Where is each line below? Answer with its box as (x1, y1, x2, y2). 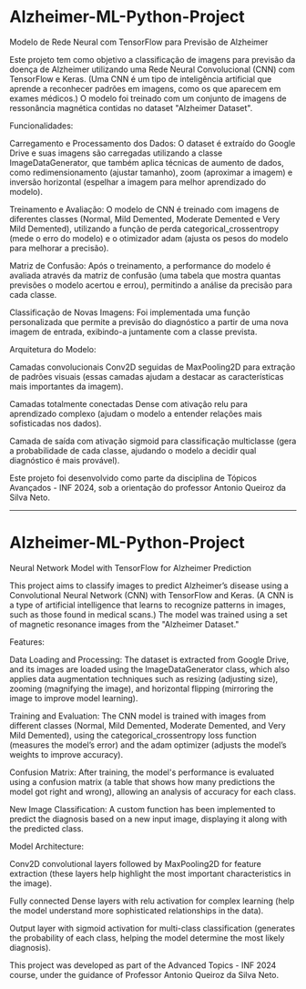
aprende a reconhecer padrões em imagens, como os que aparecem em (9, 83, 281, 94)
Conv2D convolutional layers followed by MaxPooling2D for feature (9, 858, 261, 869)
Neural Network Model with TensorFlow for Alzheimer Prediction (9, 562, 252, 573)
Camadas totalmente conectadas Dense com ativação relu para (9, 398, 248, 409)
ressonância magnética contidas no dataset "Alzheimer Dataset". (9, 102, 253, 113)
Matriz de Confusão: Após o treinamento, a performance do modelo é (9, 260, 271, 270)
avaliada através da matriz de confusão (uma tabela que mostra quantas (9, 270, 281, 280)
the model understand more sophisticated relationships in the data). (9, 904, 264, 916)
